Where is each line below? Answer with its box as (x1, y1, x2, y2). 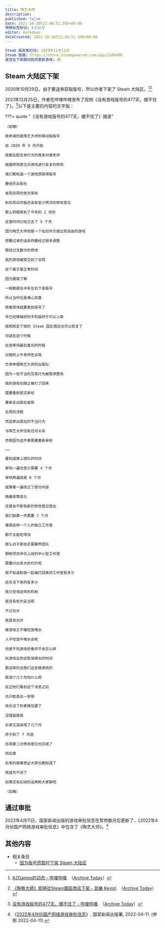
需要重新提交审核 (5, 390, 35, 395)
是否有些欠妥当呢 (5, 599, 35, 604)
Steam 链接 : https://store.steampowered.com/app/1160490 (5, 53, 123, 57)
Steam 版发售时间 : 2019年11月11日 (5, 48, 70, 53)
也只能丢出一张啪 (5, 694, 35, 699)
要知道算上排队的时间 (5, 456, 42, 461)
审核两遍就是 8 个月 (5, 475, 41, 480)
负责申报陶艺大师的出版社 (5, 362, 49, 367)
